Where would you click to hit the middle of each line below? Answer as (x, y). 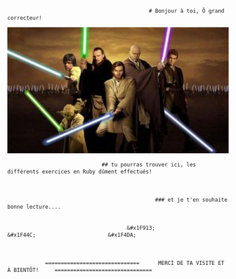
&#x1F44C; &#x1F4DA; (72, 235)
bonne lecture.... (34, 207)
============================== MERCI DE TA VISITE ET (135, 264)
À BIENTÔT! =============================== (80, 271)
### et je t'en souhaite (191, 200)
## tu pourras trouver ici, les (149, 165)
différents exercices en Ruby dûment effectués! (80, 172)
